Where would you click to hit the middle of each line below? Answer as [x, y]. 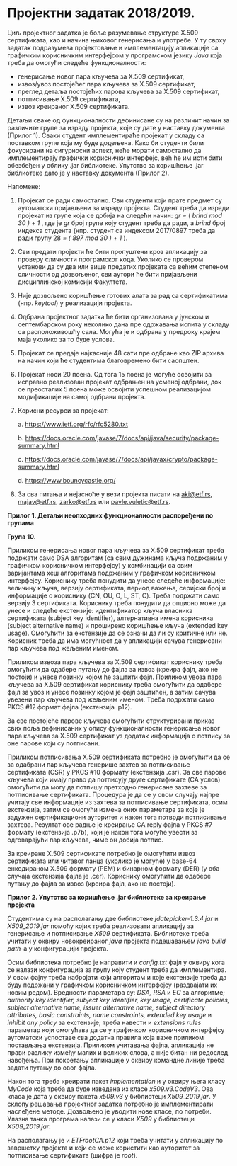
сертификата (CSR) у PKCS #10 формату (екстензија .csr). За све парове [117, 772]
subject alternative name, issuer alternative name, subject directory [106, 1007]
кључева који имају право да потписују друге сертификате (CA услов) [114, 779]
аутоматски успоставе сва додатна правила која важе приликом [105, 1037]
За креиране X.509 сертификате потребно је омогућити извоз [102, 853]
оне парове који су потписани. [54, 743]
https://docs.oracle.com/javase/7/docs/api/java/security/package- [122, 438]
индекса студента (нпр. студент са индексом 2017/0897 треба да [116, 230]
